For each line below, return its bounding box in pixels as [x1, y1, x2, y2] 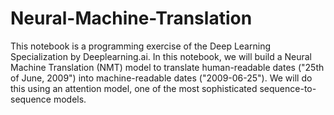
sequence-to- [259, 82, 317, 94]
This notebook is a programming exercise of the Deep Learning [10, 40, 271, 52]
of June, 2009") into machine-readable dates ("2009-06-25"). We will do [10, 72, 313, 84]
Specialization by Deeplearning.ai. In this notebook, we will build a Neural [10, 50, 312, 62]
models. [53, 93, 87, 105]
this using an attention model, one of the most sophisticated [10, 82, 258, 94]
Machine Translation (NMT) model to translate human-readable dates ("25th [10, 61, 325, 73]
